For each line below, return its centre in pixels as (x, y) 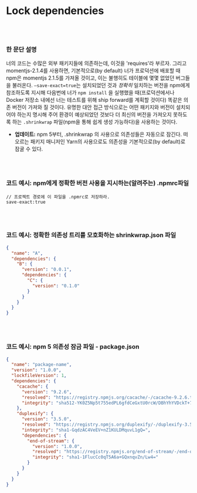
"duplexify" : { (35, 414)
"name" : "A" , (27, 253)
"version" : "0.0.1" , (47, 270)
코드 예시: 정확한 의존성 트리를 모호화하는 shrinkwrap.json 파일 (91, 235)
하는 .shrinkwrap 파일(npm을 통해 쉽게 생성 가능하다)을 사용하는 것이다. (95, 122)
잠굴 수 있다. (29, 149)
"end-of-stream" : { (51, 441)
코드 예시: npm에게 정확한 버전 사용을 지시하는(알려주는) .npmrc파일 (98, 183)
